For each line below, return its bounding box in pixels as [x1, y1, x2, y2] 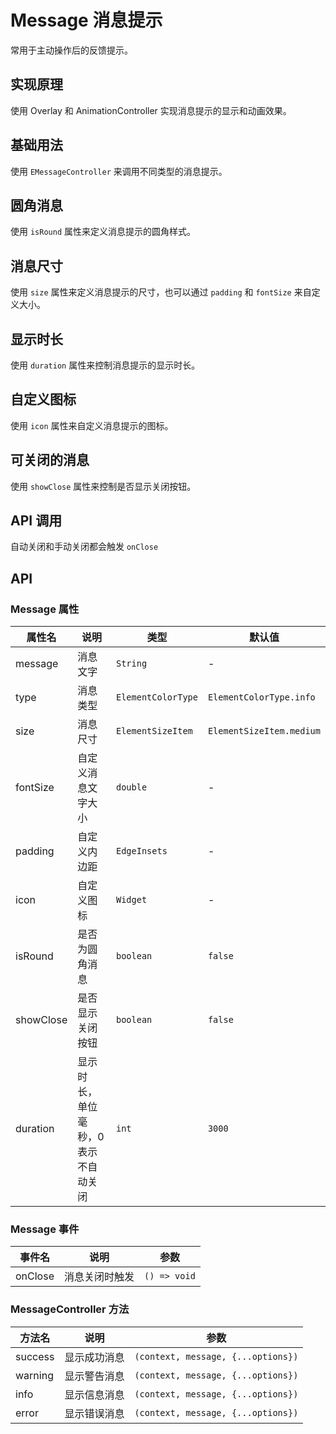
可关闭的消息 [10, 452, 90, 469]
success [15, 1349, 55, 1363]
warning [15, 1368, 54, 1382]
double [115, 782, 148, 793]
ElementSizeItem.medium [207, 726, 321, 737]
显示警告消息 [64, 1369, 125, 1383]
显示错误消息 [64, 1406, 125, 1420]
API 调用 [10, 512, 63, 530]
